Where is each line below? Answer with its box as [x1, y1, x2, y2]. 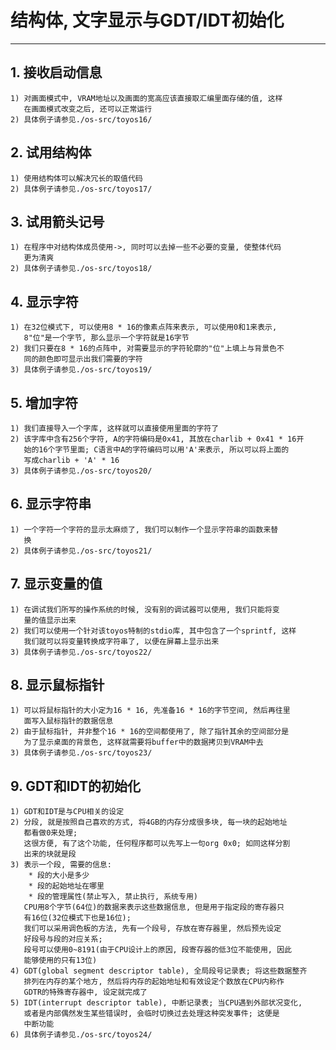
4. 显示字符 [10, 293, 79, 310]
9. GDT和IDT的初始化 [10, 777, 142, 795]
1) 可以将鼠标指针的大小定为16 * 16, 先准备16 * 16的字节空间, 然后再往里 [10, 706, 291, 716]
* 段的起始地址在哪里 [28, 881, 105, 891]
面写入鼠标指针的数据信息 [23, 716, 114, 726]
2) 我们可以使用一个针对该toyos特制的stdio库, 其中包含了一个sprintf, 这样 [10, 626, 297, 636]
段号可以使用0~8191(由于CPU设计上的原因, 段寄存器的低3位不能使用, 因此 [23, 945, 292, 955]
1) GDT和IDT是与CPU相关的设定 [10, 807, 125, 817]
